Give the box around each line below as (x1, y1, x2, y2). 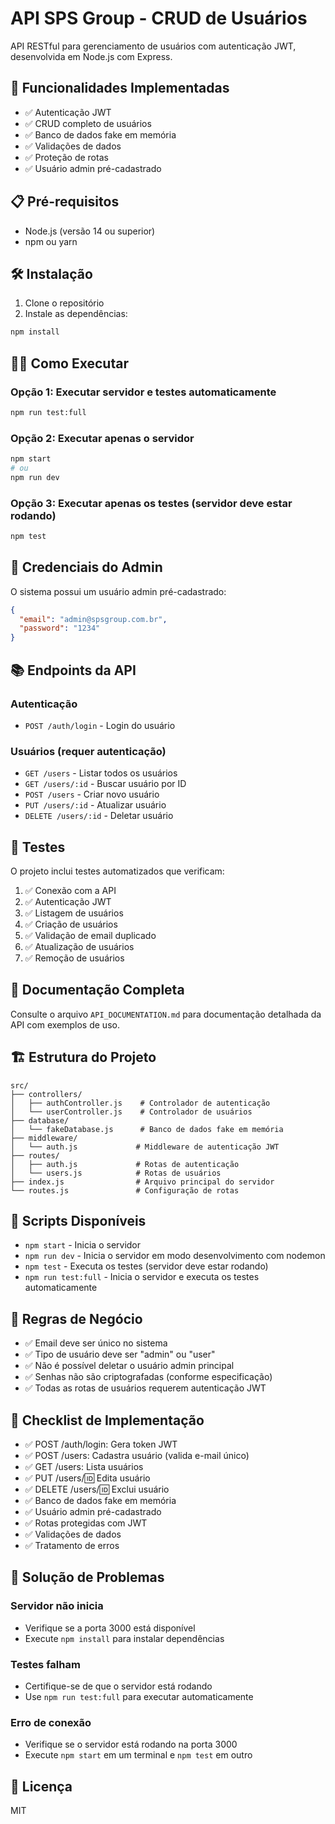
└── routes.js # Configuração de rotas (10, 1185, 240, 1196)
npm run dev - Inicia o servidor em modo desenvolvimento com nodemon (24, 1250, 326, 1262)
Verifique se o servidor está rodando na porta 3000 (24, 1738, 238, 1751)
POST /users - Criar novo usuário (24, 788, 160, 801)
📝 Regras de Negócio (10, 1310, 143, 1327)
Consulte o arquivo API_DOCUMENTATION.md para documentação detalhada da (10, 1008, 322, 1020)
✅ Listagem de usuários (24, 907, 124, 919)
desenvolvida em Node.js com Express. (10, 50, 173, 62)
